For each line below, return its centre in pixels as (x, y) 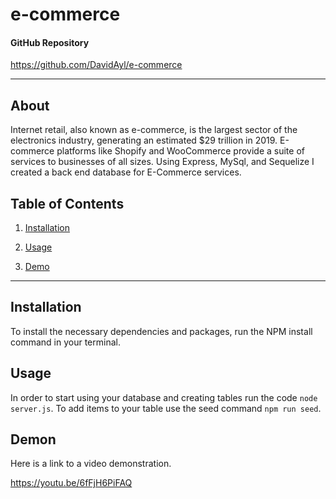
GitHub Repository (50, 42)
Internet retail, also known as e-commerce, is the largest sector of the (154, 130)
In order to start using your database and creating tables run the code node (164, 397)
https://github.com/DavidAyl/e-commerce (96, 65)
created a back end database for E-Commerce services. (126, 172)
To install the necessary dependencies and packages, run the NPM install (161, 331)
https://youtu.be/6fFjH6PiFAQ (71, 483)
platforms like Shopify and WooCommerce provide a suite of (180, 151)
